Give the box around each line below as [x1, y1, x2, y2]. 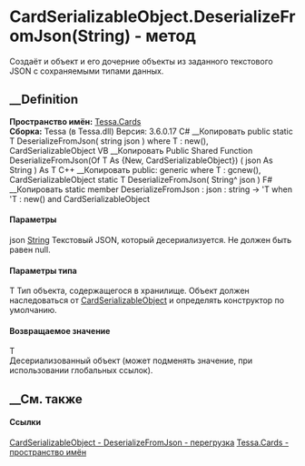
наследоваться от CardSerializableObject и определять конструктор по [9, 295, 284, 306]
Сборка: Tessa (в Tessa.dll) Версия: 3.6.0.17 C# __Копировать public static [9, 126, 293, 137]
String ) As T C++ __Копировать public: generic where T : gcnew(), [9, 164, 261, 175]
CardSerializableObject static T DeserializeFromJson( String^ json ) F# [9, 174, 273, 185]
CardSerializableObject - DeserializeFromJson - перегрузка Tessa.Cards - [9, 437, 289, 448]
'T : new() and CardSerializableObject [9, 193, 150, 204]
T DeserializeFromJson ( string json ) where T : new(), [9, 135, 209, 147]
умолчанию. [9, 305, 57, 316]
